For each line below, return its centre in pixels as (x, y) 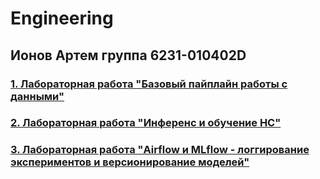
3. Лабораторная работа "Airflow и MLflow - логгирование (160, 150)
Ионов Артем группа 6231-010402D (128, 55)
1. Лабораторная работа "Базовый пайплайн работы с (149, 84)
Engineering (62, 18)
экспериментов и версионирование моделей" (130, 162)
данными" (37, 96)
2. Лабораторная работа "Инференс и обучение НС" (146, 123)
